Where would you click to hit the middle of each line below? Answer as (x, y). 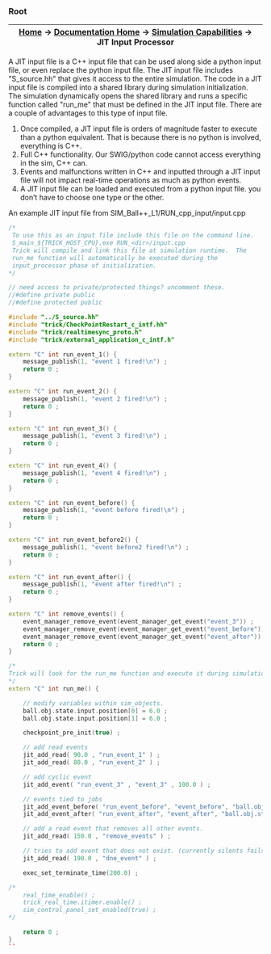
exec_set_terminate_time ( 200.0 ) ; (81, 873)
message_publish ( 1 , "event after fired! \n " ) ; (102, 584)
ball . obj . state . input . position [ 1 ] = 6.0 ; (95, 718)
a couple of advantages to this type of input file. (88, 113)
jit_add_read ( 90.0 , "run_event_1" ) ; (92, 755)
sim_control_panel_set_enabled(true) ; (90, 910)
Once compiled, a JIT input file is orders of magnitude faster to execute (139, 129)
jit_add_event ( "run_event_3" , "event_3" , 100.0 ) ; (117, 784)
